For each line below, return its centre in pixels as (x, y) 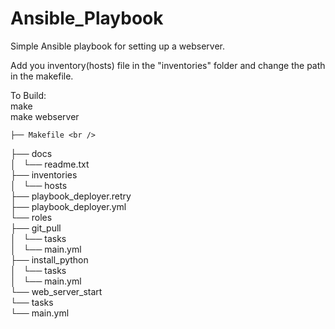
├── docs (31, 153)
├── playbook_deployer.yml (68, 206)
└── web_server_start (56, 291)
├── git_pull (36, 228)
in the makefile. (42, 76)
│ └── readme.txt (50, 164)
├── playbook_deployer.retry (71, 196)
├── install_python (49, 259)
